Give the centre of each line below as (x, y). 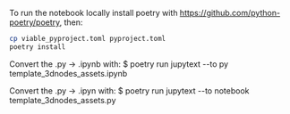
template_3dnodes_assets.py (63, 100)
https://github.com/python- (230, 13)
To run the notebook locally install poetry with (94, 13)
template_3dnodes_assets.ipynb (68, 73)
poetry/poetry (34, 22)
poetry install (38, 47)
